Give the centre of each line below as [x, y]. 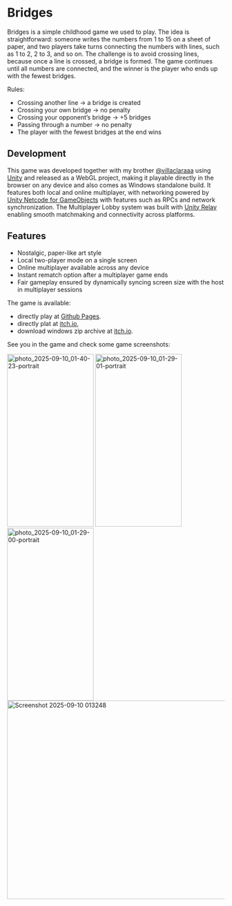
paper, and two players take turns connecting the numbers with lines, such [113, 46]
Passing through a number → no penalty [75, 124]
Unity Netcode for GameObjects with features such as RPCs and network [111, 200]
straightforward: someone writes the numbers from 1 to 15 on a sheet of [109, 39]
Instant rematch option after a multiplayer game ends [93, 275]
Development [37, 154]
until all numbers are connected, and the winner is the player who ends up [113, 68]
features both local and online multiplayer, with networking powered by [108, 192]
